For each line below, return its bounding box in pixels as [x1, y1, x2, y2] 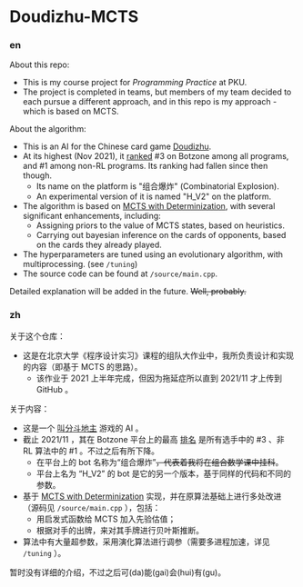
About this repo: [9, 59, 70, 70]
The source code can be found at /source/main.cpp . [22, 268, 218, 279]
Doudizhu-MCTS [9, 6, 139, 27]
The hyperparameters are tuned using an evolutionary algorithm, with [22, 249, 284, 260]
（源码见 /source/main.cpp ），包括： [22, 502, 161, 512]
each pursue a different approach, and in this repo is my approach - [22, 96, 278, 107]
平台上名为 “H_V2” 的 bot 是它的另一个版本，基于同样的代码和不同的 [35, 468, 292, 479]
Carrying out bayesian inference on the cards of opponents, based [35, 230, 287, 241]
